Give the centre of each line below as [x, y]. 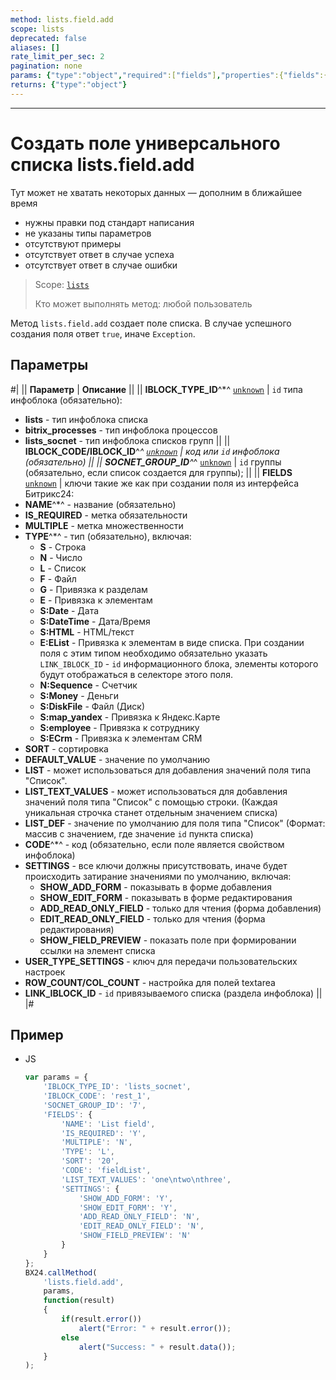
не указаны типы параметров [88, 233]
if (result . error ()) [101, 1319]
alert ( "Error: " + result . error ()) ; [155, 1328]
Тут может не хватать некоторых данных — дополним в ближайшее [156, 192]
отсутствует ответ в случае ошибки [101, 265]
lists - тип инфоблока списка [86, 419]
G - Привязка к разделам [93, 589]
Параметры [49, 365]
